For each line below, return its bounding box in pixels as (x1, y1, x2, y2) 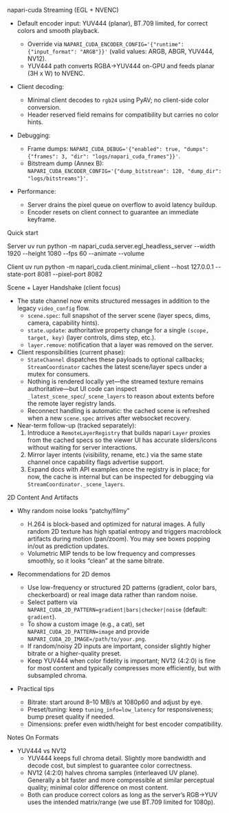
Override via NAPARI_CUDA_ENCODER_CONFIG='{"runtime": (27, 40, 184, 48)
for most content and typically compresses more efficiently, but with (27, 664, 221, 672)
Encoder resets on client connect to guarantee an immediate (27, 208, 199, 216)
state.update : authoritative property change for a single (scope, (27, 326, 210, 334)
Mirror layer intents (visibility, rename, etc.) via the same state (27, 451, 203, 459)
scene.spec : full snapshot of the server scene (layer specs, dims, (27, 312, 211, 319)
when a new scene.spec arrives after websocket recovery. (27, 414, 191, 422)
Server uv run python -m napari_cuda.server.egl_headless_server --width (7, 242, 215, 250)
